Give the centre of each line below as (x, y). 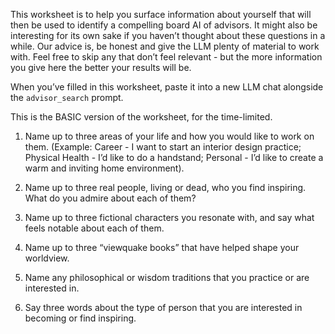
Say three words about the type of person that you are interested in (163, 307)
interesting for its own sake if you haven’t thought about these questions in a (168, 35)
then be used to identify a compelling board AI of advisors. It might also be (164, 25)
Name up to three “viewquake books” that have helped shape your (162, 247)
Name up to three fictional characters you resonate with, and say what (169, 217)
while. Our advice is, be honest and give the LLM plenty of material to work (165, 46)
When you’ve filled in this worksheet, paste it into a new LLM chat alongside (167, 87)
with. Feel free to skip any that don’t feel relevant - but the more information (166, 57)
